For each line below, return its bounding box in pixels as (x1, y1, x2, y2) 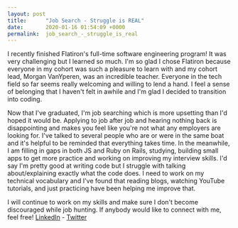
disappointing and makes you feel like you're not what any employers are (7, 124, 222, 132)
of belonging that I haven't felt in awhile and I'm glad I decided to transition (7, 87, 227, 96)
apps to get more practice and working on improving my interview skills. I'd (7, 154, 227, 163)
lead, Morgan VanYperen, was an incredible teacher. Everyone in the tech (7, 72, 222, 81)
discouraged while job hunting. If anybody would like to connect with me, (7, 205, 222, 214)
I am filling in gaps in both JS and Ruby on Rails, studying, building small (7, 146, 219, 155)
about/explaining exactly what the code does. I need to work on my (7, 169, 205, 178)
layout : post (7, 10, 46, 18)
